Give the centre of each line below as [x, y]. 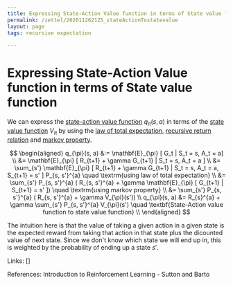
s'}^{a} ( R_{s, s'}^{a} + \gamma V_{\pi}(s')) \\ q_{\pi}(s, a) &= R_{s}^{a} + [116, 197]
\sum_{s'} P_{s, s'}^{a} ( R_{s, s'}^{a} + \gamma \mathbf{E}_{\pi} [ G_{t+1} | [116, 182]
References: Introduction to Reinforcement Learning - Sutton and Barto [109, 274]
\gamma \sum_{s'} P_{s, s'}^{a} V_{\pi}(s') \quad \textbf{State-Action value [116, 204]
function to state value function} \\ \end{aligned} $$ [116, 212]
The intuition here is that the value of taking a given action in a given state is [116, 225]
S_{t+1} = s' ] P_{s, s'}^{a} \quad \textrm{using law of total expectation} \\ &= [116, 175]
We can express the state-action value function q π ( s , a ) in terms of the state [115, 122]
